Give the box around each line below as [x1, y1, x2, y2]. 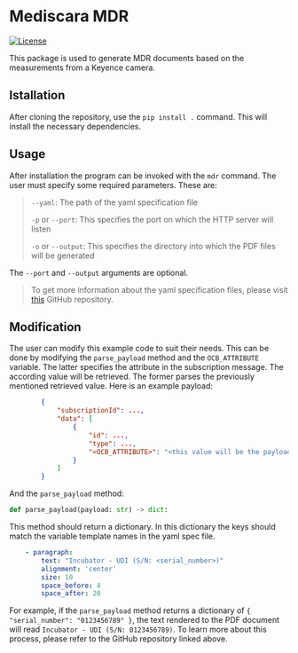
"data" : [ [56, 414, 93, 423]
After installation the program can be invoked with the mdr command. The [9, 170, 277, 181]
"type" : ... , [88, 439, 137, 448]
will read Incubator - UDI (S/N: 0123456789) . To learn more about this [9, 624, 268, 635]
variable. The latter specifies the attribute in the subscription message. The [9, 362, 284, 373]
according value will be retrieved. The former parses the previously [9, 371, 255, 382]
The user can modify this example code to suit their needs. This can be [9, 343, 270, 354]
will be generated [30, 250, 95, 261]
